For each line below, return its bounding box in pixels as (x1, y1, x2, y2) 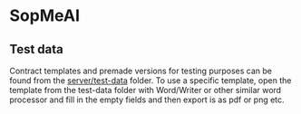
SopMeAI (9, 5, 80, 26)
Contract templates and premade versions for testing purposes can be (9, 65, 273, 76)
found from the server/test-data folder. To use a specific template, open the (9, 75, 292, 86)
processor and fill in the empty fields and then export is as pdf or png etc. (9, 94, 285, 105)
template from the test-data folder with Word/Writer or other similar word (9, 85, 282, 95)
